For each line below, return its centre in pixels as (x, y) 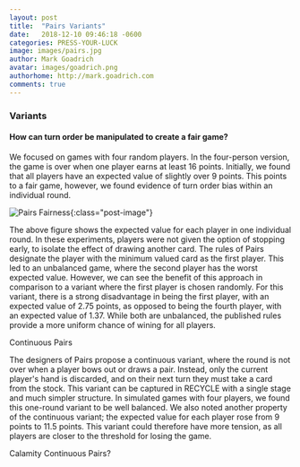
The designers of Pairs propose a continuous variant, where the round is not (150, 359)
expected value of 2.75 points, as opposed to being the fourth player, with (146, 306)
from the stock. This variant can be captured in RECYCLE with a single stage (150, 388)
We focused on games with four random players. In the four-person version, (150, 157)
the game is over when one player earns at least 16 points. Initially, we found (150, 166)
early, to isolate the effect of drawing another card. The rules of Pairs (137, 248)
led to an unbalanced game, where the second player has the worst (133, 268)
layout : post (34, 17)
